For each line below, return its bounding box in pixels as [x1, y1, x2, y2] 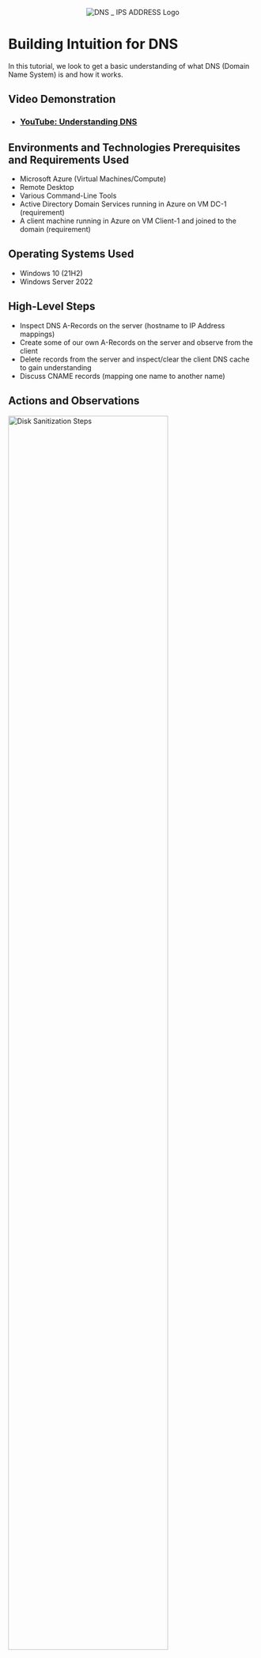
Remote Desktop [19, 183, 74, 192]
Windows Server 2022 [19, 277, 93, 286]
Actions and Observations [8, 394, 140, 407]
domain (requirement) [19, 225, 91, 234]
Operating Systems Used [8, 248, 134, 261]
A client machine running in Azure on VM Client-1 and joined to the [19, 216, 237, 225]
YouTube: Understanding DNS [19, 116, 138, 127]
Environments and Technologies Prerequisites [8, 141, 241, 154]
